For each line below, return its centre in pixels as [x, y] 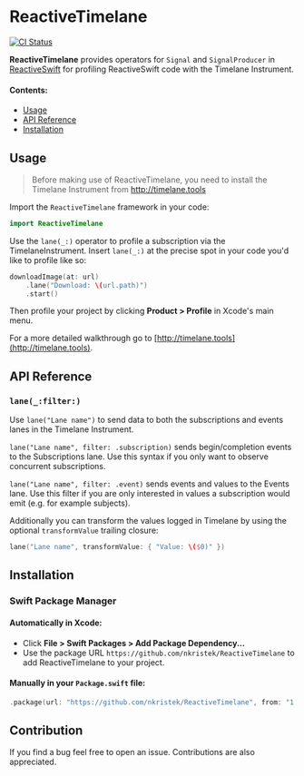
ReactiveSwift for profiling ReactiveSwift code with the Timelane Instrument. [152, 69]
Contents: [29, 90]
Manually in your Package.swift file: [78, 683]
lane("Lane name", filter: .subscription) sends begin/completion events [151, 447]
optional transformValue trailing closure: [84, 530]
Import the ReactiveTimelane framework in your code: [109, 207]
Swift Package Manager [63, 601]
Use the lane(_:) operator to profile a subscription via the [118, 241]
